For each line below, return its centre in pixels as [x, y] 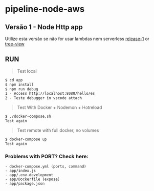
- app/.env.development [29, 175]
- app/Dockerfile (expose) [33, 179]
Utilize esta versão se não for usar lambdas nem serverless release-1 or [77, 39]
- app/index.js [21, 170]
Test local [27, 71]
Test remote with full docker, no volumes [58, 130]
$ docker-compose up [26, 139]
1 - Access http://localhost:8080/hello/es [50, 94]
